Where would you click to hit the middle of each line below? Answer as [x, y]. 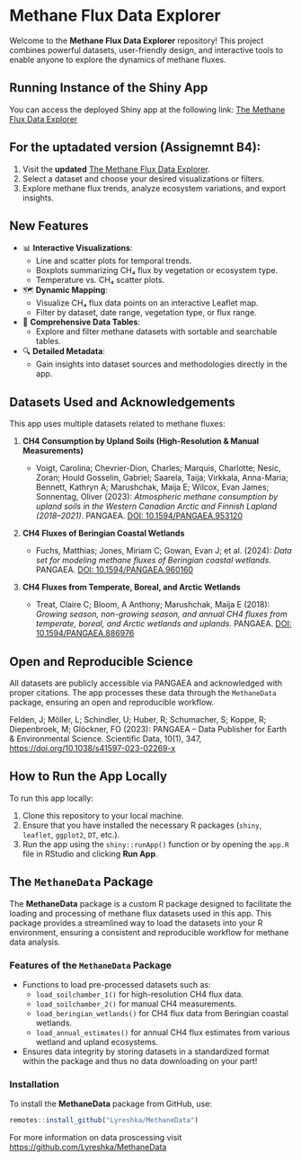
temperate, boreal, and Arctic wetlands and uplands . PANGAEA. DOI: [164, 624]
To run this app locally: [52, 798]
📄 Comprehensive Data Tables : [81, 322]
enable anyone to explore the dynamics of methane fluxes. [118, 59]
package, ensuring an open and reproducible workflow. [112, 702]
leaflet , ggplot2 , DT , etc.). [71, 834]
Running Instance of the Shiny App [109, 88]
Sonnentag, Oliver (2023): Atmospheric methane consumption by [157, 497]
